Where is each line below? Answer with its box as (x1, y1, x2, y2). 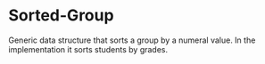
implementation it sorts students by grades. (8, 44, 169, 54)
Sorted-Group (8, 5, 114, 26)
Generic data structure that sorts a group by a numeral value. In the (8, 35, 256, 45)
